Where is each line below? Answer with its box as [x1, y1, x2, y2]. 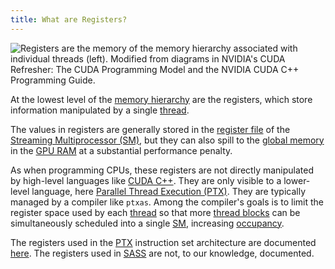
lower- [283, 174, 311, 186]
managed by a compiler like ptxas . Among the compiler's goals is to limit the [10, 196, 325, 208]
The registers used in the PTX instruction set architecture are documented [10, 236, 317, 248]
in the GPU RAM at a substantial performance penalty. [10, 144, 233, 156]
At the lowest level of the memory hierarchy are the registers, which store [10, 93, 313, 105]
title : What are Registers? [10, 14, 128, 25]
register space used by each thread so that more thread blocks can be [10, 206, 301, 218]
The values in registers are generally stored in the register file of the [10, 123, 291, 135]
